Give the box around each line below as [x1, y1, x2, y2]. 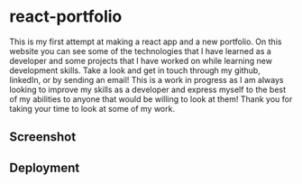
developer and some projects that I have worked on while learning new [9, 55, 273, 66]
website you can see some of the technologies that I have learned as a [9, 45, 272, 56]
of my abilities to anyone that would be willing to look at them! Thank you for [9, 93, 293, 105]
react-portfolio [9, 6, 123, 27]
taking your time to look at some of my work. [9, 103, 176, 114]
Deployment [9, 160, 80, 175]
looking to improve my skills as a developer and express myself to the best [9, 84, 287, 95]
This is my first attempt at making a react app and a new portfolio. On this [9, 36, 282, 47]
